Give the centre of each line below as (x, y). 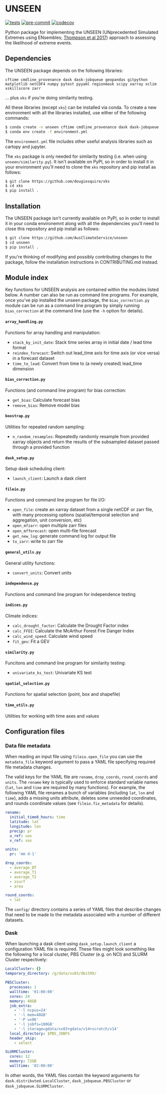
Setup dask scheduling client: (36, 469)
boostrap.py (17, 416)
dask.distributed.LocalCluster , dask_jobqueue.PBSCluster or (68, 1081)
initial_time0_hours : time (38, 817)
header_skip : (23, 1038)
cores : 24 (20, 996)
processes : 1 (23, 987)
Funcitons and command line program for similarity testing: (65, 663)
